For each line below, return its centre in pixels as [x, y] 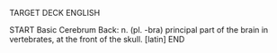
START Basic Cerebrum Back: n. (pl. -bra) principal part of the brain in [139, 30]
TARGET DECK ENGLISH [55, 13]
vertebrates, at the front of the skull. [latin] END [97, 39]
